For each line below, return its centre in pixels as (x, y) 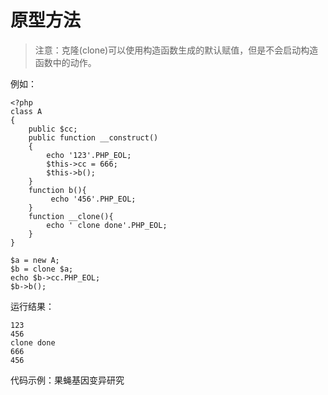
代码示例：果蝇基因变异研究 (67, 380)
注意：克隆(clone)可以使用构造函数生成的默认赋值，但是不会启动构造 (176, 50)
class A (26, 111)
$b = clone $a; (42, 269)
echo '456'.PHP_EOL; (93, 199)
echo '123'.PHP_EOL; (89, 155)
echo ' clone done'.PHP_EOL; (107, 225)
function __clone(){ (71, 216)
